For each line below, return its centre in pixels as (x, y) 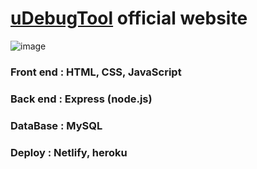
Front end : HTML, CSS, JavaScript (96, 72)
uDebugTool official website (129, 18)
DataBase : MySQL (56, 125)
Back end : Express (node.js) (81, 99)
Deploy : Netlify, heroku (69, 152)
